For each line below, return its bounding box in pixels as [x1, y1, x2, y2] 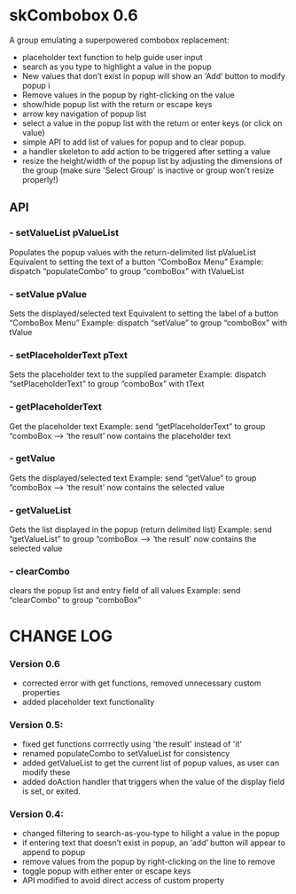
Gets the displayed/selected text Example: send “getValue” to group [9, 472, 257, 483]
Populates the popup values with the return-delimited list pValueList [9, 247, 257, 257]
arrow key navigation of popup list [21, 108, 147, 119]
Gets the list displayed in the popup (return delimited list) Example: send [9, 524, 272, 535]
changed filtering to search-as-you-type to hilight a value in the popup [21, 828, 280, 839]
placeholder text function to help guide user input [21, 51, 203, 62]
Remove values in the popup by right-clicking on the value [21, 90, 235, 100]
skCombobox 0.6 [9, 5, 139, 26]
